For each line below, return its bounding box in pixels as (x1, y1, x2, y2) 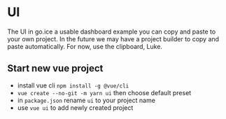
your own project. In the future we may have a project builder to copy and (7, 34, 219, 43)
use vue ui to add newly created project (17, 103, 134, 112)
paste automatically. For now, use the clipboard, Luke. (7, 42, 163, 50)
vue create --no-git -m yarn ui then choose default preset (17, 88, 192, 97)
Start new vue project (7, 62, 104, 74)
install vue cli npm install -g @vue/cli (17, 81, 129, 90)
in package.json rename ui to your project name (17, 96, 156, 104)
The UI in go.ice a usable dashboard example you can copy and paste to (7, 27, 216, 36)
